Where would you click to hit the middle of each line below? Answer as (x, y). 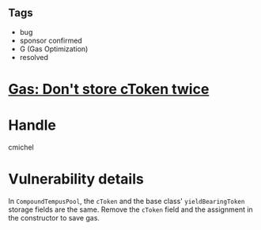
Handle (32, 125)
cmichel (21, 147)
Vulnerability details (76, 179)
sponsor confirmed (51, 40)
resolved (34, 57)
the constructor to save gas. (54, 217)
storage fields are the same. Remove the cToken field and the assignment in (130, 209)
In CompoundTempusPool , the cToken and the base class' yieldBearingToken (127, 201)
